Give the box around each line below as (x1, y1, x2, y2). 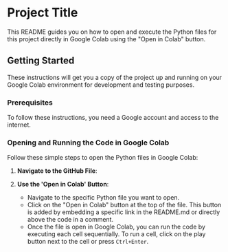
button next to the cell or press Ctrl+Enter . (27, 238, 149, 246)
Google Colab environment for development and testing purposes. (7, 81, 194, 89)
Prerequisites (7, 98, 53, 107)
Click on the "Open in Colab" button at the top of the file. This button (27, 201, 222, 209)
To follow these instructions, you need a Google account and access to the (7, 114, 219, 122)
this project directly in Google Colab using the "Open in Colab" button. (7, 34, 206, 43)
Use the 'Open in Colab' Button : (16, 180, 109, 189)
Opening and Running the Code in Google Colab (7, 138, 170, 147)
